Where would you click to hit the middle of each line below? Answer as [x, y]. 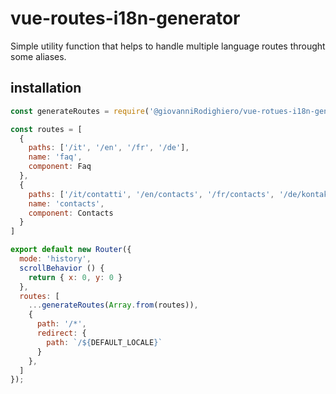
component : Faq [60, 167]
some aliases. [38, 56]
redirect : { [61, 333]
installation [46, 88]
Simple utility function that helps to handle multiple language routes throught [168, 46]
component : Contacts [71, 213]
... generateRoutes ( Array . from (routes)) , [113, 305]
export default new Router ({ [71, 250]
